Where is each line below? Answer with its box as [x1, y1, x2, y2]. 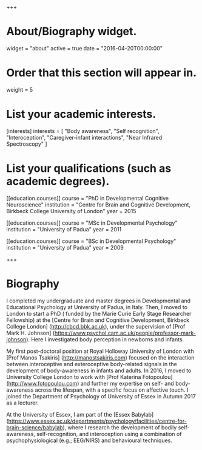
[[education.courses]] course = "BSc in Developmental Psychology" [6, 237, 177, 245]
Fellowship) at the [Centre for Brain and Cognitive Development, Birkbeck [6, 316, 190, 324]
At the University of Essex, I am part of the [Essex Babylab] [6, 411, 154, 418]
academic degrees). [6, 174, 110, 188]
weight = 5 [6, 86, 33, 93]
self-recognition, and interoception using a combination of [36, 430, 182, 437]
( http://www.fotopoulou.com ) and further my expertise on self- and [6, 380, 174, 387]
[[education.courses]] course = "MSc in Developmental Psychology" [6, 219, 178, 227]
